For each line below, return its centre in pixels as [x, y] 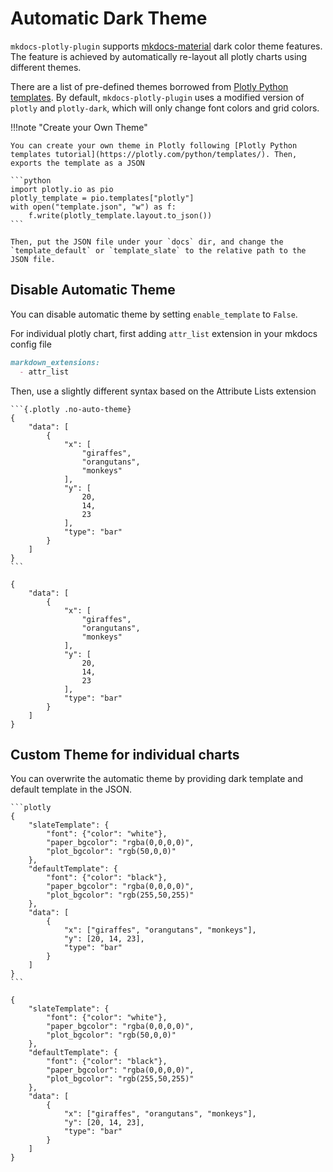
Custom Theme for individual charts [125, 754]
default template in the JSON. [71, 789]
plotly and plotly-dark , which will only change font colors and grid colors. [165, 108]
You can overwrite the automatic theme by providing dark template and [156, 779]
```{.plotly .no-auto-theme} [71, 409]
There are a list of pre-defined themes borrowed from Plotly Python [149, 86]
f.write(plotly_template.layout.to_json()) [120, 215]
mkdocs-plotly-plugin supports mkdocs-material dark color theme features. [166, 46]
